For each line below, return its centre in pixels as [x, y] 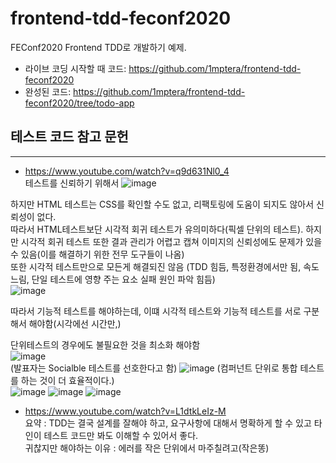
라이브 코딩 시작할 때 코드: [75, 68]
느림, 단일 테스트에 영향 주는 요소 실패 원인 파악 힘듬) [113, 279]
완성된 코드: [48, 91]
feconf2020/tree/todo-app [79, 103]
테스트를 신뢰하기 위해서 [72, 183]
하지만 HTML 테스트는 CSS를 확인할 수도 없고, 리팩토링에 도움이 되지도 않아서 [162, 204]
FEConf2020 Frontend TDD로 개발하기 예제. [98, 47]
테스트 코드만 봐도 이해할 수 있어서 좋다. [121, 435]
